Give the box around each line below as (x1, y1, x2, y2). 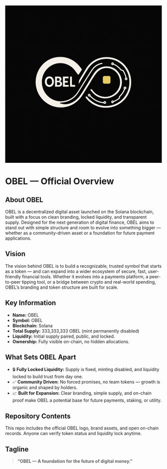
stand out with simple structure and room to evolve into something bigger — (5, 225, 161, 230)
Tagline (5, 445, 29, 454)
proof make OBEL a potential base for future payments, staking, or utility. (12, 398, 162, 404)
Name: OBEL (12, 312, 39, 318)
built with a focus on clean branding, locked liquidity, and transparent (5, 214, 147, 220)
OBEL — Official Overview (5, 176, 114, 187)
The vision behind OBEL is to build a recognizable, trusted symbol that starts (5, 263, 162, 269)
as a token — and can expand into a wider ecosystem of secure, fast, (5, 268, 147, 274)
